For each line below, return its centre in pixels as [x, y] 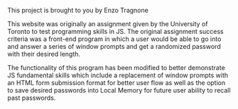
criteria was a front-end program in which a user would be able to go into [114, 39]
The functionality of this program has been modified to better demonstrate [116, 68]
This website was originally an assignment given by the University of [108, 24]
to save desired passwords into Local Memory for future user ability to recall [119, 90]
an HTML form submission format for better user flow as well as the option [117, 83]
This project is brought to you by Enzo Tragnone [78, 10]
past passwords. [32, 98]
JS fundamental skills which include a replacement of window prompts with [118, 75]
